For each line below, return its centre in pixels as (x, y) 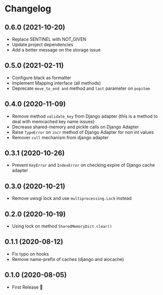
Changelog (28, 9)
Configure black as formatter (42, 78)
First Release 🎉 (27, 287)
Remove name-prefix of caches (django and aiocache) (68, 259)
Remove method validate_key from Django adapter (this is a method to (85, 116)
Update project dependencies (42, 45)
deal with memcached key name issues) (53, 121)
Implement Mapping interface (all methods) (56, 83)
